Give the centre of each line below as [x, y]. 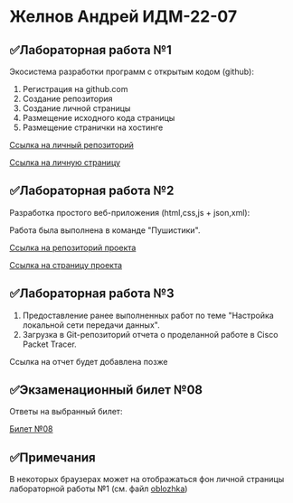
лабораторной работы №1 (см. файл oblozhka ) [99, 489]
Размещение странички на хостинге [93, 127]
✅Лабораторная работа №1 [90, 50]
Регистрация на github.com [75, 89]
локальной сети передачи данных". [91, 325]
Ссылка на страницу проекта [66, 265]
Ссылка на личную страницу [65, 163]
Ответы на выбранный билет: [66, 412]
